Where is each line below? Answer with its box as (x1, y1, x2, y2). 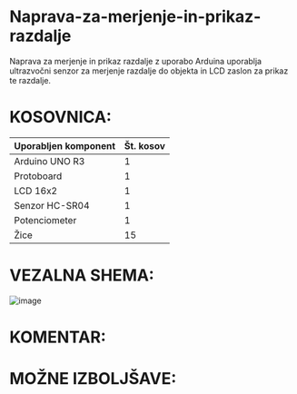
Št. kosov (124, 139, 166, 152)
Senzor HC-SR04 (14, 199, 90, 212)
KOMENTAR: (9, 327, 106, 347)
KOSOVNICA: (9, 107, 112, 128)
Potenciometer (14, 213, 77, 226)
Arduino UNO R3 (14, 154, 85, 167)
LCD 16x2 (14, 184, 57, 197)
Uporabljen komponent (14, 139, 116, 152)
